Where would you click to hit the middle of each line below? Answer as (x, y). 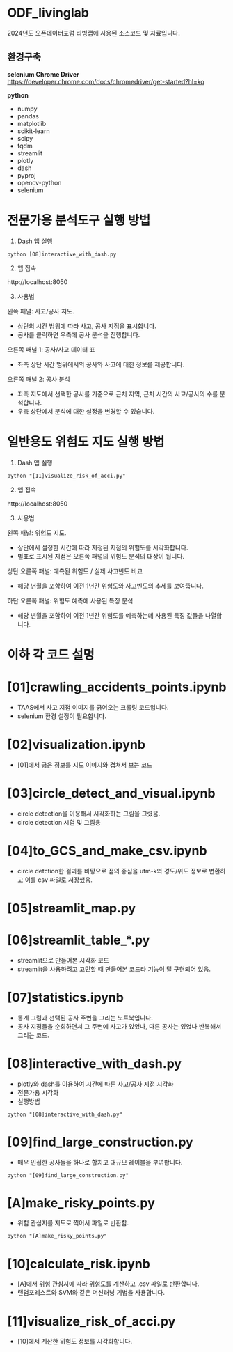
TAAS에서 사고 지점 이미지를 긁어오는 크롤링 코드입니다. (93, 707)
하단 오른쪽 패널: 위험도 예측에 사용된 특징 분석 (70, 600)
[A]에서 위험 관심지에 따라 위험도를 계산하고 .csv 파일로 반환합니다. (108, 1284)
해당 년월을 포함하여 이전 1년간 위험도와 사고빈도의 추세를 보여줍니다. (110, 586)
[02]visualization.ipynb (77, 744)
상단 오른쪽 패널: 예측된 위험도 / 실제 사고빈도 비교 (75, 571)
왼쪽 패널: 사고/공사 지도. (41, 311)
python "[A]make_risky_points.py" (57, 1236)
